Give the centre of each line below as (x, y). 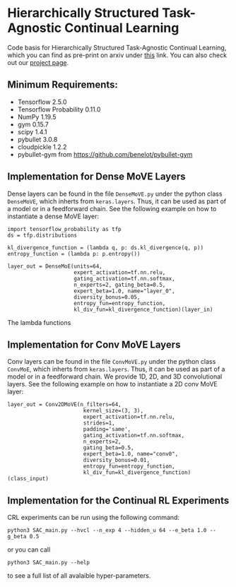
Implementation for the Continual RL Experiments (118, 500)
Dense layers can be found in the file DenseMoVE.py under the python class (115, 194)
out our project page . (38, 62)
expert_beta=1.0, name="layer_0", (124, 291)
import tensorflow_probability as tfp (64, 229)
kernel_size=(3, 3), (113, 411)
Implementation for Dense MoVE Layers (96, 177)
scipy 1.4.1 (32, 131)
